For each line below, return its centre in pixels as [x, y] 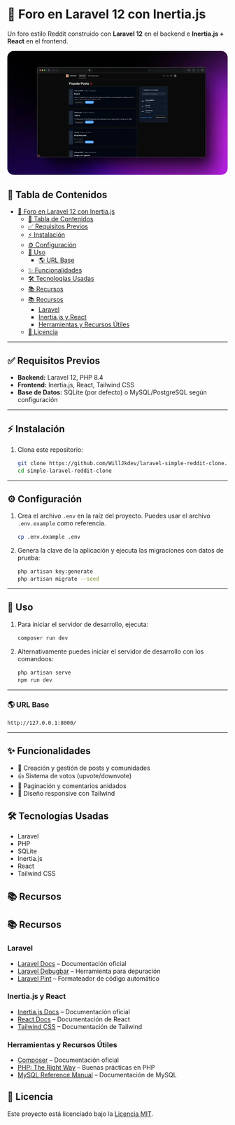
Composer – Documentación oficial [68, 1060]
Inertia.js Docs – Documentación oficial [74, 1012]
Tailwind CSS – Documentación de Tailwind [80, 1026]
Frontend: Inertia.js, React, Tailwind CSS [76, 385]
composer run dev [43, 638]
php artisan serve [44, 672]
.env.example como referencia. [62, 523]
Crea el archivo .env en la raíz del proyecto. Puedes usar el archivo [114, 516]
